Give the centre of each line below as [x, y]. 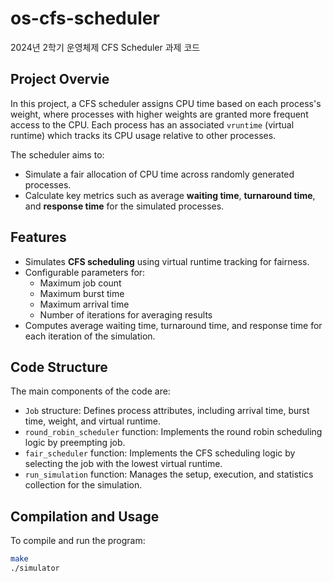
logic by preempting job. [75, 443]
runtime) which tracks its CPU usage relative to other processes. [143, 135]
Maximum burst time [82, 293]
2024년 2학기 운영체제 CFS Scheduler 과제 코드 [105, 47]
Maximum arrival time [84, 304]
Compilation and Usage [85, 516]
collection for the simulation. [83, 485]
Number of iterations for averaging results [126, 314]
